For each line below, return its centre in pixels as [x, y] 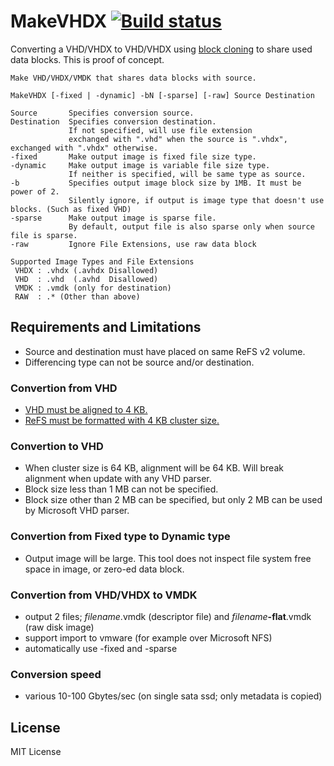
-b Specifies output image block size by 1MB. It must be [156, 183]
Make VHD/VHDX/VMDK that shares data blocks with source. [133, 78]
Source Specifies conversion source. [102, 113]
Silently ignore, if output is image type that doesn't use [196, 200]
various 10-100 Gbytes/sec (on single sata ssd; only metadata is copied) [173, 696]
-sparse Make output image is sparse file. [113, 218]
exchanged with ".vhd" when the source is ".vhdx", [178, 139]
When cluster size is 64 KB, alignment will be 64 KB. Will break [154, 468]
